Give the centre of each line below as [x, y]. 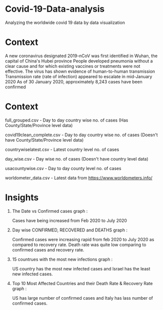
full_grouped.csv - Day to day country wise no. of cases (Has [67, 120]
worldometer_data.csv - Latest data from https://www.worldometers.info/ [79, 178]
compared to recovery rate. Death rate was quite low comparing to [79, 245]
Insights [22, 197]
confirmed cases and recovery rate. [48, 249]
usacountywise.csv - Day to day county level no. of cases [63, 168]
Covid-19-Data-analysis [55, 9]
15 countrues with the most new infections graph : [62, 259]
